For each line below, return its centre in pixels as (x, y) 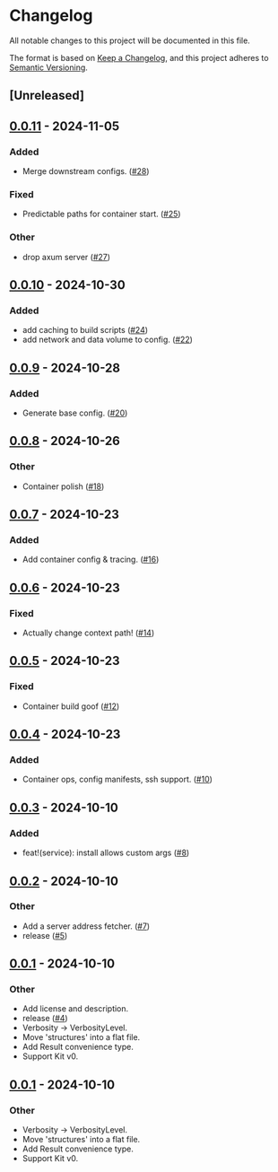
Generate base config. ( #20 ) (75, 413)
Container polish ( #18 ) (63, 486)
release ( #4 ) (45, 1019)
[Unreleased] (47, 96)
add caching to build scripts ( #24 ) (85, 330)
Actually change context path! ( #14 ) (88, 633)
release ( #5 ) (45, 935)
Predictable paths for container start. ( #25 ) (101, 214)
